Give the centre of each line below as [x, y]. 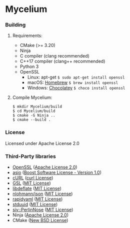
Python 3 [29, 66]
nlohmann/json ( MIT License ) [42, 194]
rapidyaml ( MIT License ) [37, 199]
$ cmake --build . [31, 120]
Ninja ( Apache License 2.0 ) [40, 215]
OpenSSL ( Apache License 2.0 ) [45, 167]
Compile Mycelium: [32, 97]
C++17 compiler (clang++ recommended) [62, 61]
